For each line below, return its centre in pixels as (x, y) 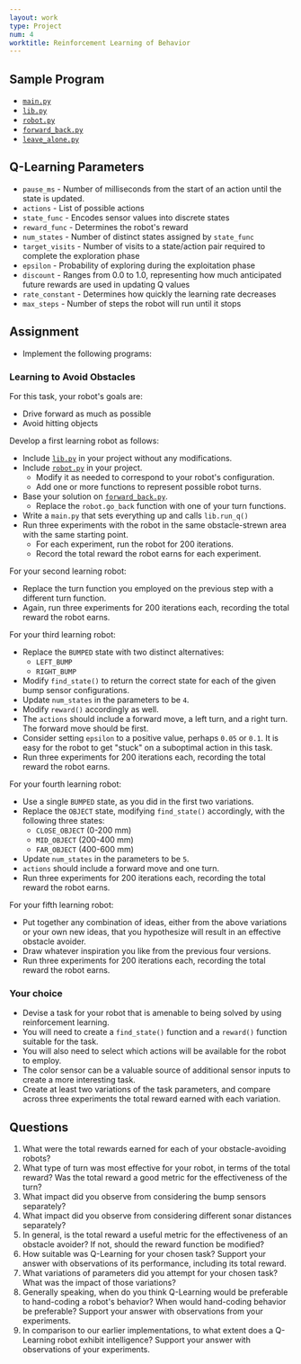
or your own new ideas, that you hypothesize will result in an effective (151, 932)
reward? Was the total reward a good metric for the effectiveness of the (155, 1178)
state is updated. (53, 198)
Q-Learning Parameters (77, 167)
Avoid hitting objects (60, 423)
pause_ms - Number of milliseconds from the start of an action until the (152, 189)
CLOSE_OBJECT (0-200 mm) (84, 830)
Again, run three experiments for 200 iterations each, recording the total (156, 607)
